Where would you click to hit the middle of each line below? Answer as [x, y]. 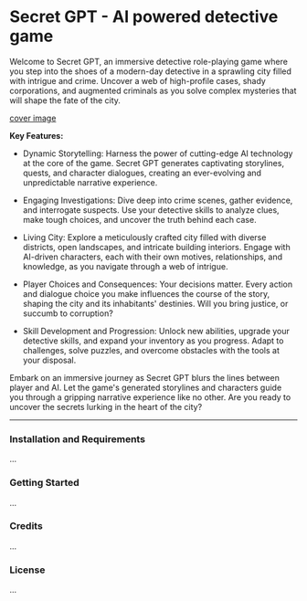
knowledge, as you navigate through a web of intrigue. [125, 266]
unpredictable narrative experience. [90, 182]
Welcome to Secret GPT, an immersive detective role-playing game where [148, 61]
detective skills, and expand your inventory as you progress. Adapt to [153, 341]
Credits [26, 526]
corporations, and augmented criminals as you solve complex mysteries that [153, 90]
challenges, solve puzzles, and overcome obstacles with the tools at [151, 350]
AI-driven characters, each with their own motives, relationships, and [153, 257]
